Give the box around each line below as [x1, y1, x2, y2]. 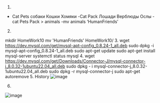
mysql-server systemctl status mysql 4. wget [5, 53, 95, 59]
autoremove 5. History [5, 74, 49, 79]
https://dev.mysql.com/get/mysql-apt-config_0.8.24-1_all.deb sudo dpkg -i [5, 43, 154, 48]
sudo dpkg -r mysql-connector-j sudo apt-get [48, 69, 141, 74]
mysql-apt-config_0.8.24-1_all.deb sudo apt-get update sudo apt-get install [5, 48, 156, 53]
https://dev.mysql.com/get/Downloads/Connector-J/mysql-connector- [5, 58, 146, 64]
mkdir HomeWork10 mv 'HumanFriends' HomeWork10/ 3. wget [5, 37, 130, 43]
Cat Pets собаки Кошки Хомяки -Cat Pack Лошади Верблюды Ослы [12, 14, 152, 19]
